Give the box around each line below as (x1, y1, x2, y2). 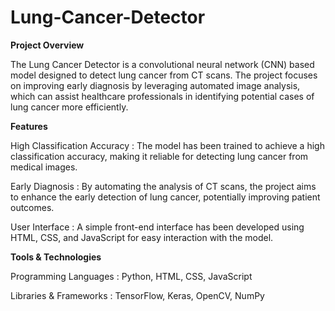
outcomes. (10, 201, 55, 213)
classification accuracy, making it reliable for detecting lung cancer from (10, 150, 309, 162)
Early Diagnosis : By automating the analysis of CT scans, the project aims (10, 180, 317, 192)
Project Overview (10, 39, 85, 51)
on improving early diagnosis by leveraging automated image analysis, (10, 79, 301, 91)
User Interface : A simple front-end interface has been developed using (10, 221, 305, 233)
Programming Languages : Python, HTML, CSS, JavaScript (10, 270, 253, 282)
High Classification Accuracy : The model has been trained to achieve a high (10, 139, 325, 151)
